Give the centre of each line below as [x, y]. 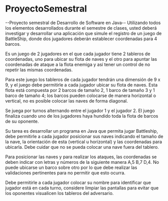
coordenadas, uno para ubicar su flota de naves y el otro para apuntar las [81, 59]
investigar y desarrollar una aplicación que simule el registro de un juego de [83, 33]
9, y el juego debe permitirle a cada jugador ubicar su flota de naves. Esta [81, 85]
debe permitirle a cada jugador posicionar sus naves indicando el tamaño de [84, 136]
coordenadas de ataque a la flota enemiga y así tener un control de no [78, 64]
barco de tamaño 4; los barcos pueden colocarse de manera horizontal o [81, 95]
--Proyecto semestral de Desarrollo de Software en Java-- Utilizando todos [83, 23]
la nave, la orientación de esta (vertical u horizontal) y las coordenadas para [83, 142]
